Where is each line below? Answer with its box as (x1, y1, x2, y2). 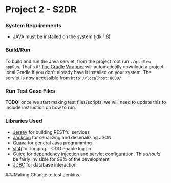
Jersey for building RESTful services (12, 129, 90, 135)
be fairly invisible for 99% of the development (12, 156, 110, 162)
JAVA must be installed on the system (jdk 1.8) (12, 33, 111, 40)
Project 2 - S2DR (5, 4, 77, 15)
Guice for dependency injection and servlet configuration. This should (12, 151, 161, 157)
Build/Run (5, 46, 31, 53)
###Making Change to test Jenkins (5, 172, 79, 178)
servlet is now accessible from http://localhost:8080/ (5, 75, 122, 81)
